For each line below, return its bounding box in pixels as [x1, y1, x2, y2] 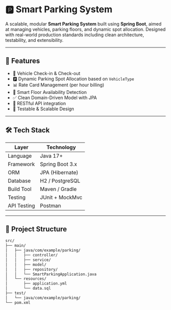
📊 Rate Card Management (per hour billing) [12, 82, 104, 88]
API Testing [8, 202, 36, 209]
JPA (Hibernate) [40, 169, 79, 176]
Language [8, 152, 32, 159]
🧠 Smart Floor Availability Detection [12, 89, 87, 95]
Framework [8, 160, 35, 168]
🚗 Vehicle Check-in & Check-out [12, 70, 80, 76]
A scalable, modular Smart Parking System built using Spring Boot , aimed [5, 20, 162, 27]
